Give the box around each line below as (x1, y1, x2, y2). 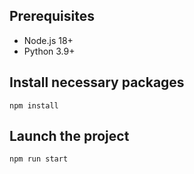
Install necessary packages (9, 74, 185, 91)
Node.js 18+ (23, 34, 74, 46)
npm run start (9, 154, 69, 164)
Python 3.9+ (23, 45, 76, 57)
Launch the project (9, 128, 130, 145)
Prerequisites (9, 8, 95, 25)
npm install (9, 100, 59, 111)
